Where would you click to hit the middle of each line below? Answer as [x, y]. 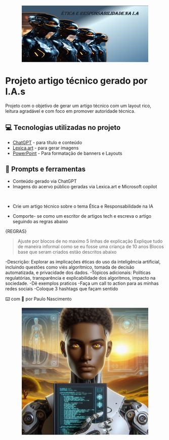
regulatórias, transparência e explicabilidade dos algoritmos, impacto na [80, 278]
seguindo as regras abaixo [40, 222]
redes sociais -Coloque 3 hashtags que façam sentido [62, 289]
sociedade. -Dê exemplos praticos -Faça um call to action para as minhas [82, 283]
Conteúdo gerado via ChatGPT [45, 181]
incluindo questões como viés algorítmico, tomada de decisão [70, 267]
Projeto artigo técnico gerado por [76, 80]
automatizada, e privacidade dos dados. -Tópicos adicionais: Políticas [78, 273]
